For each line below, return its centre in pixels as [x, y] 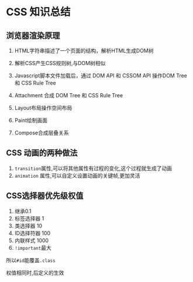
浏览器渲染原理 [33, 35]
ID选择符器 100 [32, 233]
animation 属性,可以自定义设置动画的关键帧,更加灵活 [77, 175]
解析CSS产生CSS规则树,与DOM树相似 [60, 63]
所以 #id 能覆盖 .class [31, 260]
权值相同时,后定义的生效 [35, 273]
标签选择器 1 [29, 218]
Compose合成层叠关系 [42, 133]
